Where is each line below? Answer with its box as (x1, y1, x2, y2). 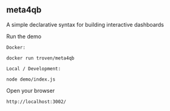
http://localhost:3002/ (6, 98, 67, 105)
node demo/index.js (6, 76, 56, 82)
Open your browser (6, 87, 55, 94)
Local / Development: (6, 66, 61, 72)
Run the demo (6, 33, 41, 40)
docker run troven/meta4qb (6, 55, 75, 61)
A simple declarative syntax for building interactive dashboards (6, 21, 164, 28)
